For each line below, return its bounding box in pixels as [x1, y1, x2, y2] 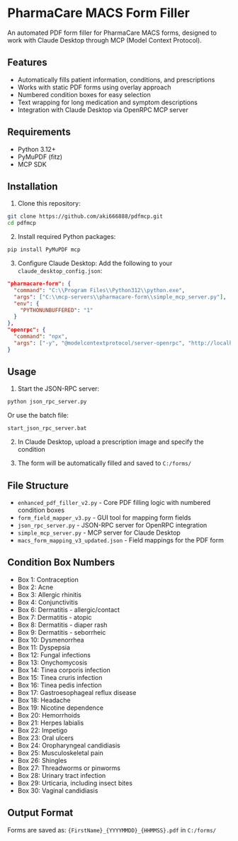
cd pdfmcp [7, 220, 37, 227]
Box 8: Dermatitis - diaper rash [17, 620, 108, 629]
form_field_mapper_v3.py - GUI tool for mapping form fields [17, 513, 191, 522]
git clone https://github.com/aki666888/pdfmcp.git [7, 213, 163, 221]
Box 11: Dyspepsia [17, 643, 71, 652]
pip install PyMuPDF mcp [7, 246, 81, 253]
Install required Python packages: [17, 233, 116, 241]
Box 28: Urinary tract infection [17, 771, 106, 779]
